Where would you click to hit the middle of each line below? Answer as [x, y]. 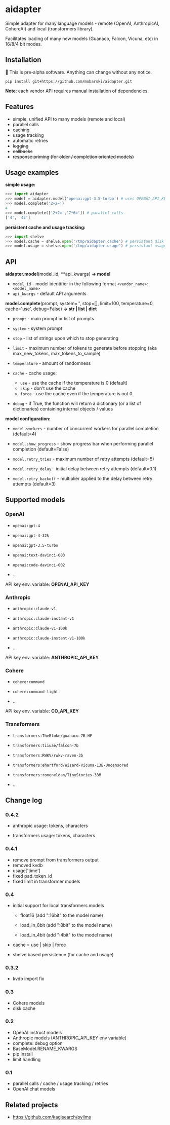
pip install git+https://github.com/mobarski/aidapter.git [69, 81]
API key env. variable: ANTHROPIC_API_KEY [52, 658]
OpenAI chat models [34, 1089]
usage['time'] [26, 871]
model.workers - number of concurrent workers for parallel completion [86, 429]
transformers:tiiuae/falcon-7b [46, 745]
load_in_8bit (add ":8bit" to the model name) [66, 925]
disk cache [24, 1008]
